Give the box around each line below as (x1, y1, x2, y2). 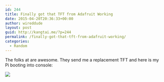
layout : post (5, 25, 32, 30)
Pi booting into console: (5, 62, 53, 68)
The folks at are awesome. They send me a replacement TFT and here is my (5, 57, 159, 62)
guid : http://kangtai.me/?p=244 (5, 30, 71, 35)
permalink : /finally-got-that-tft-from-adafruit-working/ (5, 35, 126, 40)
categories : (5, 39, 29, 44)
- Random (9, 43, 27, 48)
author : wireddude (5, 20, 43, 26)
